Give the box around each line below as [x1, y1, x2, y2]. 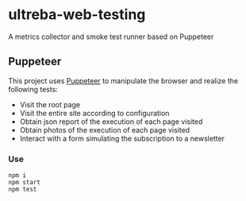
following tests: [8, 84, 58, 94]
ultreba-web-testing [8, 6, 146, 24]
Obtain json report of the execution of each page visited [19, 117, 203, 126]
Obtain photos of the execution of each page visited [19, 125, 190, 134]
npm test [8, 185, 37, 194]
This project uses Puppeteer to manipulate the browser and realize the [8, 75, 239, 85]
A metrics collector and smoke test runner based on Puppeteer [8, 32, 214, 41]
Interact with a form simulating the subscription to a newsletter [19, 133, 225, 143]
